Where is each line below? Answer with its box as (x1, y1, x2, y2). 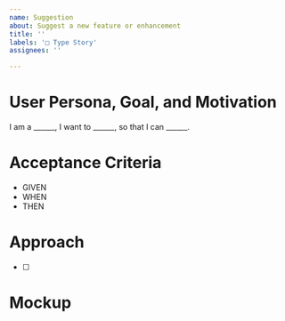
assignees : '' (9, 46, 62, 55)
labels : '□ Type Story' (9, 37, 98, 47)
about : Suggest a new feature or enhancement (9, 21, 181, 30)
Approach (9, 232, 85, 253)
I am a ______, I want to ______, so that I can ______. (9, 122, 190, 132)
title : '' (9, 29, 46, 38)
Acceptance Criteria (9, 153, 162, 173)
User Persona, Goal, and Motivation (9, 92, 278, 112)
